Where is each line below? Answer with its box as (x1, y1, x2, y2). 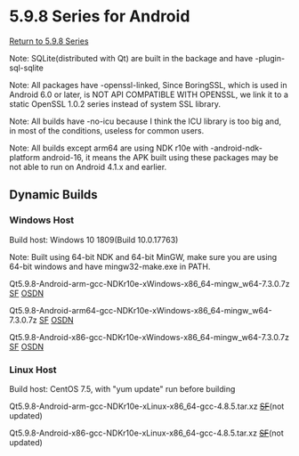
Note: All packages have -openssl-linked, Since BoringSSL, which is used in (9, 79, 287, 90)
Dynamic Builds (9, 187, 98, 202)
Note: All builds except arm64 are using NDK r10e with (9, 142, 209, 153)
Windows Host (9, 214, 75, 226)
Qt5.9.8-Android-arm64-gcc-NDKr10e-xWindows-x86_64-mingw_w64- (9, 305, 273, 315)
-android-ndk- (210, 142, 263, 153)
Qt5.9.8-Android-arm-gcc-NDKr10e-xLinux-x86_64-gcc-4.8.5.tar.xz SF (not (9, 401, 285, 411)
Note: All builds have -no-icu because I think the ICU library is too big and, (9, 116, 282, 126)
